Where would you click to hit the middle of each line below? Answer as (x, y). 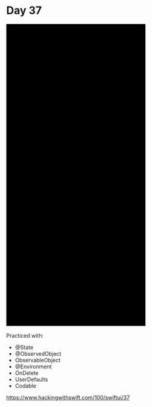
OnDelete (27, 373)
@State (24, 347)
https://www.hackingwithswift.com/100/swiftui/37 (68, 397)
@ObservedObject (38, 353)
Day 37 (24, 11)
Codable (25, 386)
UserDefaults (31, 379)
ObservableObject (38, 360)
